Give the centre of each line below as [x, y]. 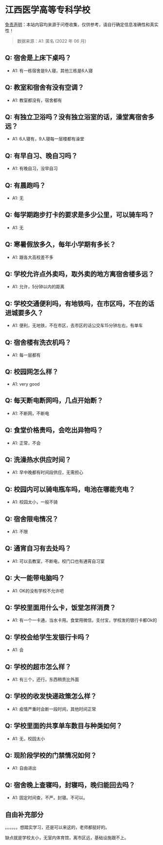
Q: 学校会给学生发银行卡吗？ [48, 637]
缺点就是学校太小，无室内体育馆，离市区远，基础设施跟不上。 [67, 838]
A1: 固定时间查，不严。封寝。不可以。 [50, 798]
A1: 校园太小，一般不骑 [35, 502]
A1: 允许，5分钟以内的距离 [38, 287]
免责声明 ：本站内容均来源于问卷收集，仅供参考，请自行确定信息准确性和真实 [82, 24]
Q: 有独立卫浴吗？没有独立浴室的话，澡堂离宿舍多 [80, 117]
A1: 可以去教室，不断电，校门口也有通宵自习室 [58, 561]
